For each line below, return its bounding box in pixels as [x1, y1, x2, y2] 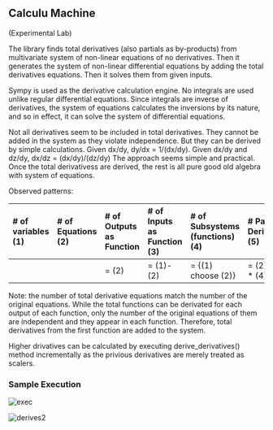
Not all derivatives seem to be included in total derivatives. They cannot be [8, 127, 258, 137]
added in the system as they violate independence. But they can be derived [8, 136, 262, 146]
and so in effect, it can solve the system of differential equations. [8, 111, 226, 121]
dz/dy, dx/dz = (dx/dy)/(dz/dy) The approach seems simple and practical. [8, 153, 255, 163]
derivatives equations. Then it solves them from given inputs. [8, 69, 213, 80]
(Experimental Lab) [8, 28, 72, 37]
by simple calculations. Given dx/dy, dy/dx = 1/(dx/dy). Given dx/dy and [8, 144, 248, 154]
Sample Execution [8, 378, 81, 389]
